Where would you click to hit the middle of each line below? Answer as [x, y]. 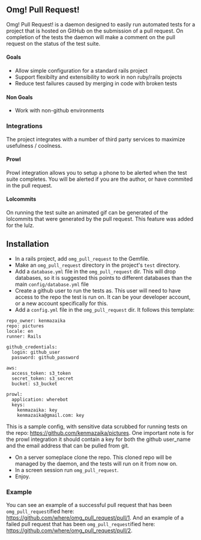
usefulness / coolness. [34, 145]
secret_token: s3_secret [43, 378]
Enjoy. [22, 476]
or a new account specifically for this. [61, 303]
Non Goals [19, 97]
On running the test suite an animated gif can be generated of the [87, 212]
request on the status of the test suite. [53, 43]
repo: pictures [25, 326]
